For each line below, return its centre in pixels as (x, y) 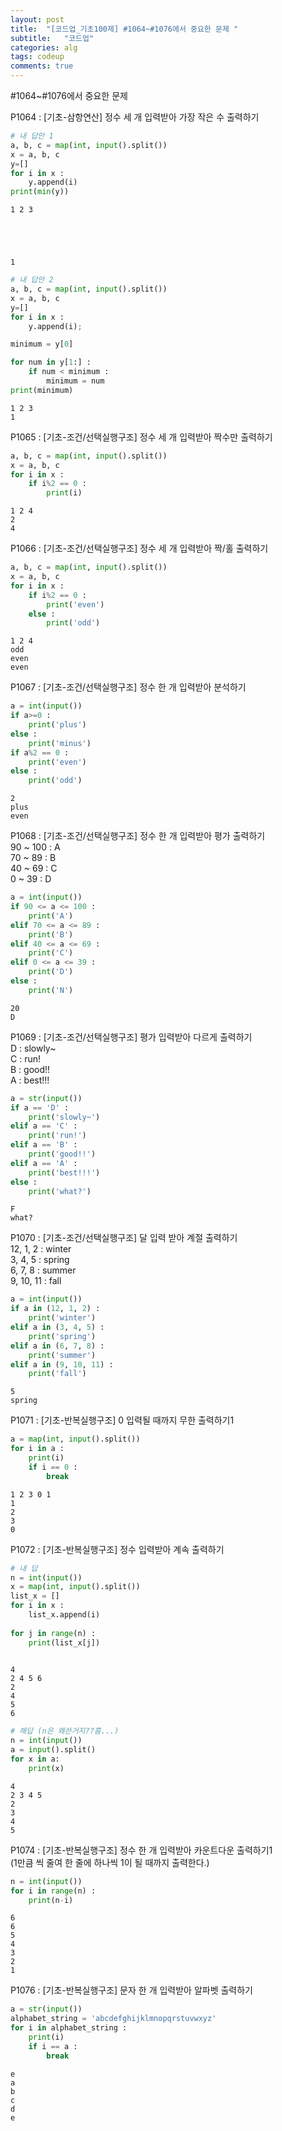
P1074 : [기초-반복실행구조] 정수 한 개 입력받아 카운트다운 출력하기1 (141, 1850)
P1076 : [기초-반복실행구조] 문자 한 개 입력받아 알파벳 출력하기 (132, 1990)
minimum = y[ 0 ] (42, 344)
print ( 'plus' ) (57, 725)
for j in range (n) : (53, 1633)
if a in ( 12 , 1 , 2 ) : (55, 1309)
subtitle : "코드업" (52, 38)
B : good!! (30, 1069)
